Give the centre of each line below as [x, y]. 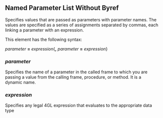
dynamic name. [20, 83]
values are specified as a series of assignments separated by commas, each [82, 25]
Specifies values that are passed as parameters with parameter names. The [81, 19]
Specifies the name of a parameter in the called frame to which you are [76, 72]
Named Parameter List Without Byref [62, 8]
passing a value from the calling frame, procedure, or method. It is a [73, 77]
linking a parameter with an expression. [45, 30]
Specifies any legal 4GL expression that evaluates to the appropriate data [79, 105]
